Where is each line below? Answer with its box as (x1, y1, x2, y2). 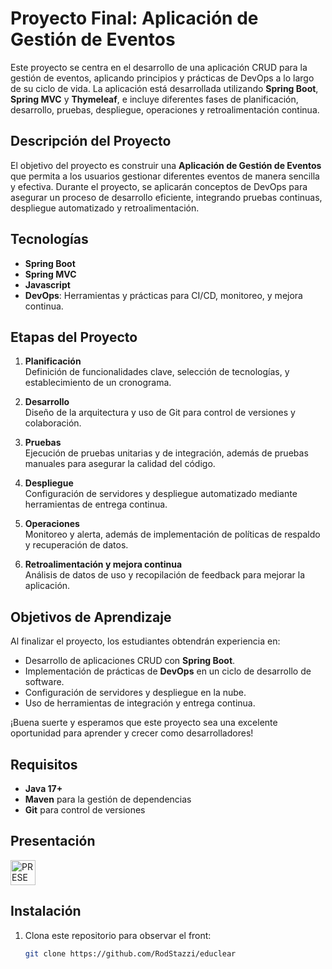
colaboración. (24, 417, 82, 429)
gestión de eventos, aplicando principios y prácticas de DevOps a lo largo (10, 72, 315, 84)
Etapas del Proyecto (10, 328, 138, 346)
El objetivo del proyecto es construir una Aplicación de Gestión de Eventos (10, 159, 322, 171)
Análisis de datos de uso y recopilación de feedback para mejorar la (24, 569, 305, 581)
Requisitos (10, 756, 78, 773)
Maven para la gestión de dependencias (24, 793, 192, 805)
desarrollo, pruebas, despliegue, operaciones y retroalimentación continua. (10, 103, 320, 116)
